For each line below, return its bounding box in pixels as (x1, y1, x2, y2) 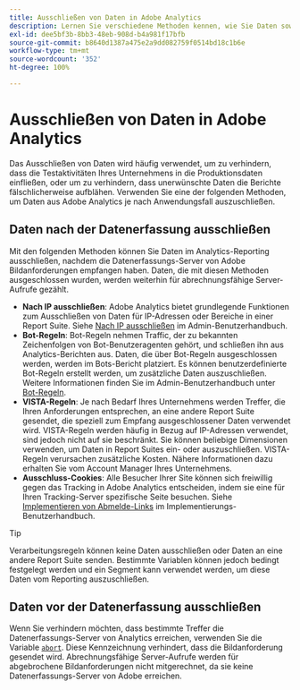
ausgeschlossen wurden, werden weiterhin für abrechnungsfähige (9, 274, 254, 285)
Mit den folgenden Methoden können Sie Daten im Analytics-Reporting (9, 245, 270, 256)
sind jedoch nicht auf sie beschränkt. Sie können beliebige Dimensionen (21, 434, 288, 445)
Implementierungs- (166, 500, 237, 511)
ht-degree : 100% (9, 64, 70, 72)
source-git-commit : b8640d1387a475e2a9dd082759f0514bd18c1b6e (9, 38, 246, 47)
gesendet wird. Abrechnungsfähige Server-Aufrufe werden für (9, 652, 239, 662)
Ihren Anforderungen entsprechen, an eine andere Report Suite (21, 405, 254, 416)
